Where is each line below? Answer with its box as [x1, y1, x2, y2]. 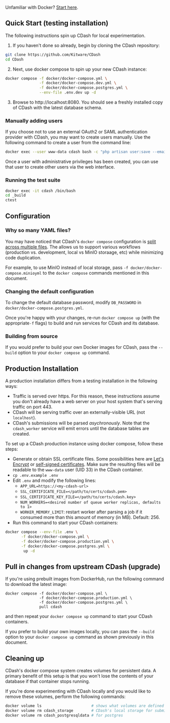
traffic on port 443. [12, 404, 53, 410]
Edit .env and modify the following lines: [12, 477, 96, 484]
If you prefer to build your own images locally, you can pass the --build [5, 629, 155, 635]
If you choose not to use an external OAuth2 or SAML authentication [5, 129, 148, 135]
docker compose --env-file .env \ [5, 530, 78, 535]
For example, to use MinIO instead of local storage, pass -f [5, 264, 129, 271]
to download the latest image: [5, 581, 67, 587]
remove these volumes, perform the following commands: [5, 694, 126, 700]
